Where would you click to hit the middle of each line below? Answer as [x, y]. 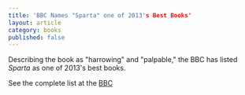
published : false [37, 37]
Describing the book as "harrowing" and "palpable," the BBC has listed [123, 60]
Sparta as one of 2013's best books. [67, 68]
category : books [35, 30]
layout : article [35, 23]
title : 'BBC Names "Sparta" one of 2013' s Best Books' [100, 15]
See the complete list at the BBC [61, 83]
